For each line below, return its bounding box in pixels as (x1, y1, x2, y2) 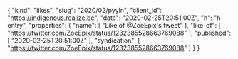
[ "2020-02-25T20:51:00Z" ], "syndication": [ (7, 36, 140, 45)
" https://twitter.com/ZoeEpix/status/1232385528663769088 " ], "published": (7, 28, 232, 37)
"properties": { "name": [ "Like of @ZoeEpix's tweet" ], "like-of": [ (28, 21, 221, 29)
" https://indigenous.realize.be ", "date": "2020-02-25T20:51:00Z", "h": (7, 14, 212, 22)
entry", (7, 21, 27, 29)
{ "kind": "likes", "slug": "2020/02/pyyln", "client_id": (7, 6, 162, 14)
